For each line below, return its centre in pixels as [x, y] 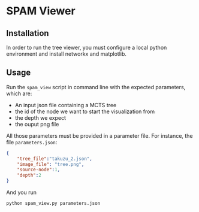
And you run [22, 192]
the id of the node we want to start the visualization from [85, 111]
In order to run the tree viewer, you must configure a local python [87, 47]
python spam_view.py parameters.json [53, 204]
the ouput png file [37, 124]
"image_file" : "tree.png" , [51, 164]
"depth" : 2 [29, 175]
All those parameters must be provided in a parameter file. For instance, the [99, 135]
